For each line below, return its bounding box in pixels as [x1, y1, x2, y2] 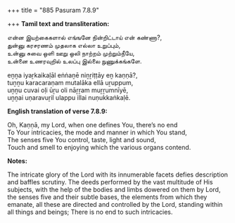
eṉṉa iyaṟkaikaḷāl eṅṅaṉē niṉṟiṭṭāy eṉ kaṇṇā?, [7, 71, 138, 79]
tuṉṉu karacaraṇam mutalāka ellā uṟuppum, [7, 79, 134, 87]
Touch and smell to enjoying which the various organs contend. [7, 144, 191, 151]
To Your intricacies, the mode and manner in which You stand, [7, 128, 188, 136]
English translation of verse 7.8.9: [7, 107, 108, 115]
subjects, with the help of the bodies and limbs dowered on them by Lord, [7, 186, 221, 193]
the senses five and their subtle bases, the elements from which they [7, 193, 208, 201]
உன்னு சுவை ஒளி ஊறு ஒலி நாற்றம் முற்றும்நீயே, [7, 49, 135, 57]
